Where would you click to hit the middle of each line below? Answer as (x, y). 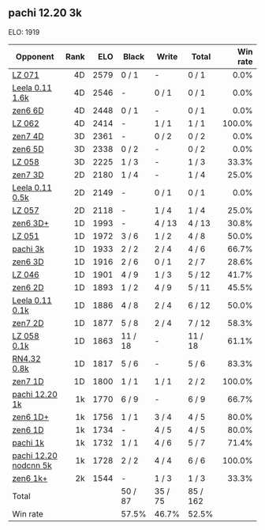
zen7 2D (28, 323)
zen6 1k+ (30, 478)
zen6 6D (28, 110)
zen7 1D (28, 381)
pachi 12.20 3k (45, 13)
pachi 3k (28, 248)
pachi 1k (28, 442)
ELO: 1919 (24, 32)
